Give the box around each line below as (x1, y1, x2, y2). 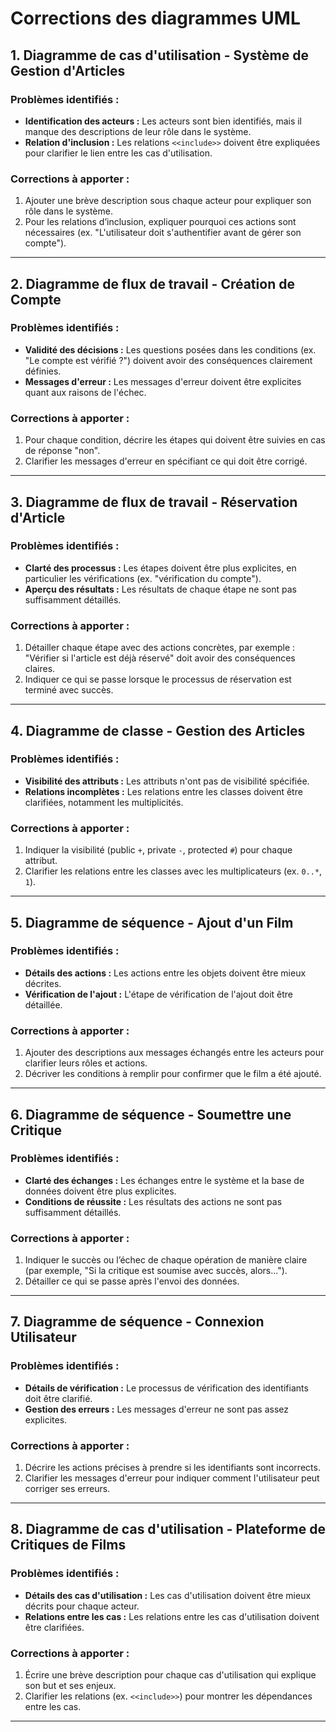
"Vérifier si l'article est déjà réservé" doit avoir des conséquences (24, 652, 296, 664)
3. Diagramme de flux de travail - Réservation (10, 493, 298, 511)
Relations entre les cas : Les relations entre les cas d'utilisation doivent (24, 1610, 320, 1622)
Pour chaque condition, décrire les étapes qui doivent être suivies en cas (24, 434, 326, 446)
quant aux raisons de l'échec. (24, 386, 147, 398)
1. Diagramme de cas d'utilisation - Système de (10, 47, 309, 64)
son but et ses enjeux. (24, 1680, 117, 1692)
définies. (24, 365, 62, 377)
